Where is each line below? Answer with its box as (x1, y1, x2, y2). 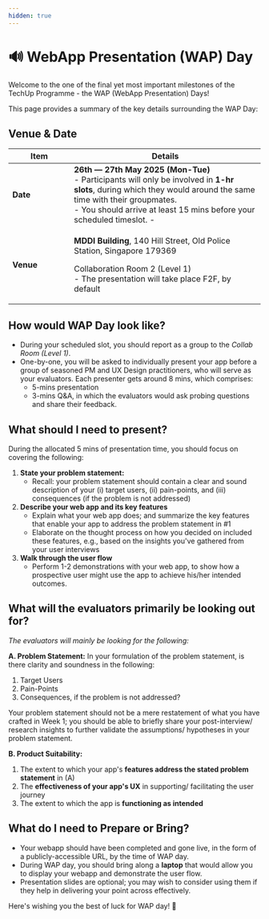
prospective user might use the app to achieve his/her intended (31, 570, 242, 579)
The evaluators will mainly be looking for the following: (8, 635, 190, 645)
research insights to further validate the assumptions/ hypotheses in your (8, 724, 251, 734)
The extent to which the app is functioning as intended (19, 798, 204, 808)
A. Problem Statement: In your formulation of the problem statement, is (8, 651, 245, 661)
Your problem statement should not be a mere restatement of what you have (8, 707, 260, 717)
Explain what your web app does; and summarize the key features (31, 510, 250, 520)
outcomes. (31, 578, 67, 588)
